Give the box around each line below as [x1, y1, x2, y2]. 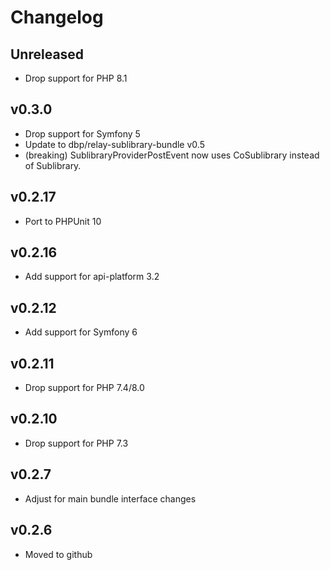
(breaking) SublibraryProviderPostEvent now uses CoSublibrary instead [24, 149, 320, 161]
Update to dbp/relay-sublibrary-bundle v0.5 [24, 138, 205, 150]
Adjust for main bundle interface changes [24, 492, 197, 505]
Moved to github [24, 548, 93, 560]
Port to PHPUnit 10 [24, 215, 102, 227]
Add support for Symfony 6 [24, 326, 138, 338]
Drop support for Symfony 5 [24, 127, 141, 140]
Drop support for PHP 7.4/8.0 [24, 382, 145, 394]
